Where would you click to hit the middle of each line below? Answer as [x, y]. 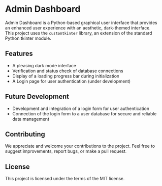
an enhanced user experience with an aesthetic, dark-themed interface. [78, 27]
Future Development [37, 97]
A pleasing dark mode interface [44, 65]
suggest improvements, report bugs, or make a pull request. [66, 151]
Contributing [25, 134]
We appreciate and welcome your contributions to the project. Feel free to [80, 146]
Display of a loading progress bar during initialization [66, 76]
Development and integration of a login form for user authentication [81, 108]
